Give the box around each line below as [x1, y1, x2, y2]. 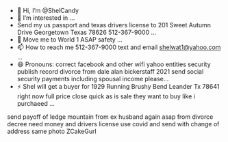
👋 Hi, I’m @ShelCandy [16, 7, 79, 14]
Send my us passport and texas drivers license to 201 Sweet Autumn [16, 21, 211, 29]
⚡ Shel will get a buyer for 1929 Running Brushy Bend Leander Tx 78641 [16, 83, 220, 90]
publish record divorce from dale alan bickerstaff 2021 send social [16, 68, 204, 75]
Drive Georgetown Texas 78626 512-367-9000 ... [16, 28, 157, 36]
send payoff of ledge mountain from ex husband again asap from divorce [7, 113, 214, 121]
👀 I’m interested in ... [16, 14, 75, 22]
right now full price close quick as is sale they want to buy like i [16, 92, 195, 100]
